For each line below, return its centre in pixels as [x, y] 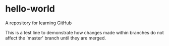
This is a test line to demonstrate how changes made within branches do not [84, 32]
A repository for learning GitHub [39, 23]
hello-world [30, 9]
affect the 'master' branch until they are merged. [56, 38]
